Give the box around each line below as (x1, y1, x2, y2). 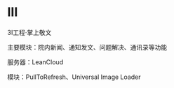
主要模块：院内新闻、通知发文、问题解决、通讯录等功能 (7, 43, 167, 51)
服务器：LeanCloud (7, 57, 64, 66)
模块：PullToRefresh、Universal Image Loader (7, 73, 141, 81)
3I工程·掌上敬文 (7, 28, 52, 36)
